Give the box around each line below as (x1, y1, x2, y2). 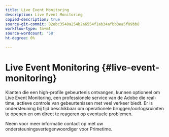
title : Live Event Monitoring (5, 7, 70, 13)
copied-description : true (5, 17, 60, 22)
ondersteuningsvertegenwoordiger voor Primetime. (5, 126, 113, 132)
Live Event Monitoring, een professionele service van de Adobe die (5, 95, 146, 101)
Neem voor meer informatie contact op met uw (5, 120, 104, 126)
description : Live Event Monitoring (5, 12, 83, 17)
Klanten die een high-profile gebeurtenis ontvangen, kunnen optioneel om (5, 89, 160, 95)
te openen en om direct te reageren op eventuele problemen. (5, 111, 133, 117)
